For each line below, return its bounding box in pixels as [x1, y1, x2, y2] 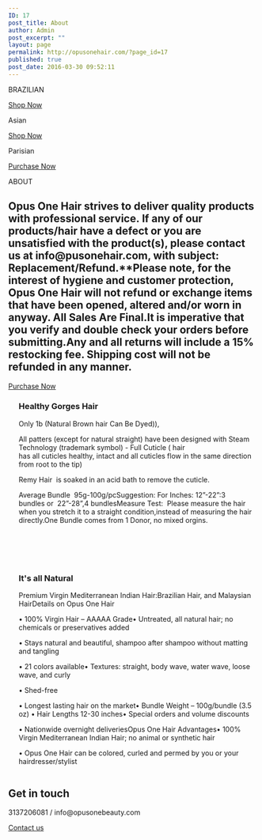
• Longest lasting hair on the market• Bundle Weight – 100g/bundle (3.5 [18, 701, 252, 710]
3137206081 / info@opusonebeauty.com [8, 808, 141, 817]
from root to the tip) [18, 460, 83, 469]
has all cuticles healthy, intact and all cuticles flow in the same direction [18, 451, 252, 460]
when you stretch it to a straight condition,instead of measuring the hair [18, 507, 252, 516]
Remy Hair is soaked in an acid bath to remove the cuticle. [18, 475, 210, 484]
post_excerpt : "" [8, 33, 66, 42]
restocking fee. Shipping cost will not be [8, 348, 211, 361]
